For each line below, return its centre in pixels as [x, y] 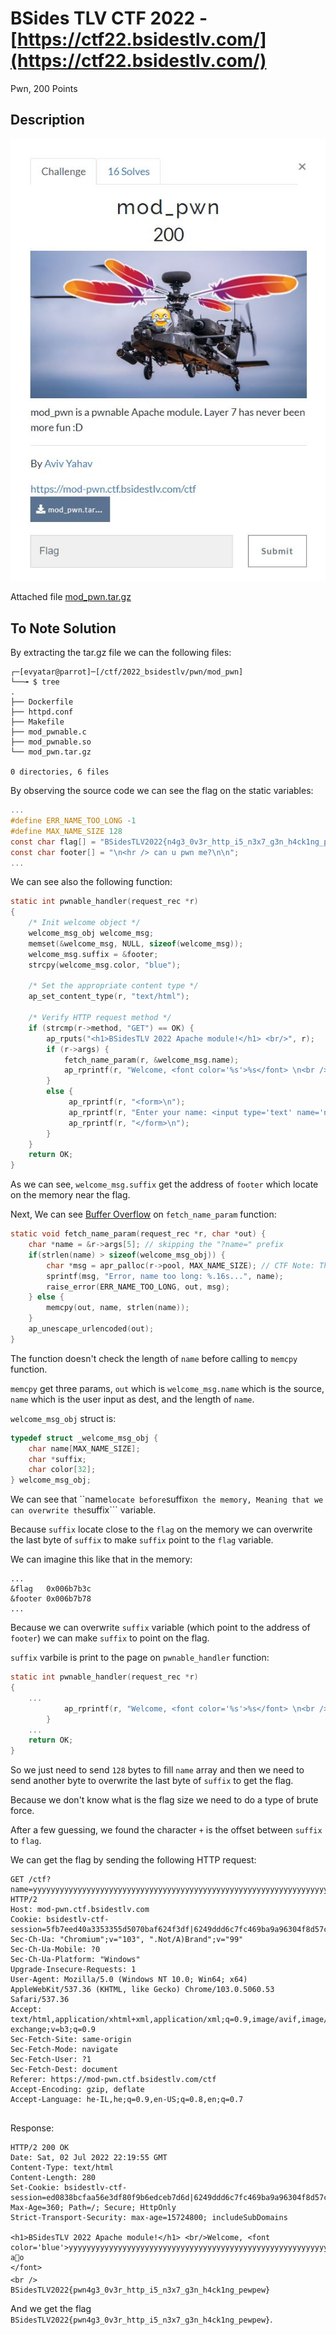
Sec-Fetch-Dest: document [64, 2070]
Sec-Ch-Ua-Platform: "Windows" [75, 1960]
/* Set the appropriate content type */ [113, 986]
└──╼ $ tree [35, 682]
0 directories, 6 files [60, 772]
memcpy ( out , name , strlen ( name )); [118, 1308]
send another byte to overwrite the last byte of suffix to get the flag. [152, 1781]
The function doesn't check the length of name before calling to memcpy [154, 1358]
